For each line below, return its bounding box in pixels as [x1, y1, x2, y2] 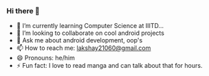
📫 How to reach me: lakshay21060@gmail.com [16, 44, 151, 52]
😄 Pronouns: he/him [16, 54, 75, 62]
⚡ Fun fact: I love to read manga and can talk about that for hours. [16, 62, 203, 70]
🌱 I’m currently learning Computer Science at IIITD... [16, 22, 164, 30]
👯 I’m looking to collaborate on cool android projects [16, 29, 164, 37]
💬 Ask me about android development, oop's [16, 36, 143, 45]
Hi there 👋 [6, 6, 41, 16]
